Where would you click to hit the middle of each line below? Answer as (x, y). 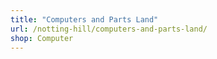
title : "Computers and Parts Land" (84, 19)
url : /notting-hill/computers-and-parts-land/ (109, 29)
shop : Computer (42, 38)
